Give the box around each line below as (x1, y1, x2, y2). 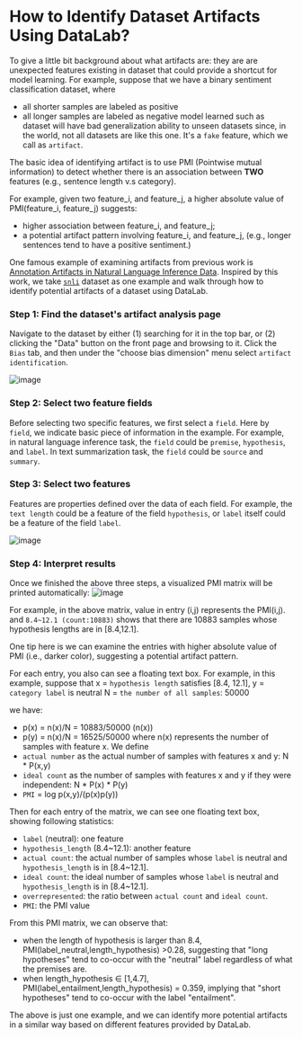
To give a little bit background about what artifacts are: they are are (9, 55, 258, 66)
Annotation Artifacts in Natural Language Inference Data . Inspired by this (9, 266, 279, 277)
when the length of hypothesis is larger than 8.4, (22, 935, 202, 946)
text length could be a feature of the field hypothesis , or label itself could (9, 508, 286, 519)
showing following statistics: (9, 816, 114, 827)
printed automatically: (9, 587, 90, 599)
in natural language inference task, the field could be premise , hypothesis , (9, 436, 286, 447)
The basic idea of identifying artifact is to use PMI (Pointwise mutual (9, 156, 262, 167)
